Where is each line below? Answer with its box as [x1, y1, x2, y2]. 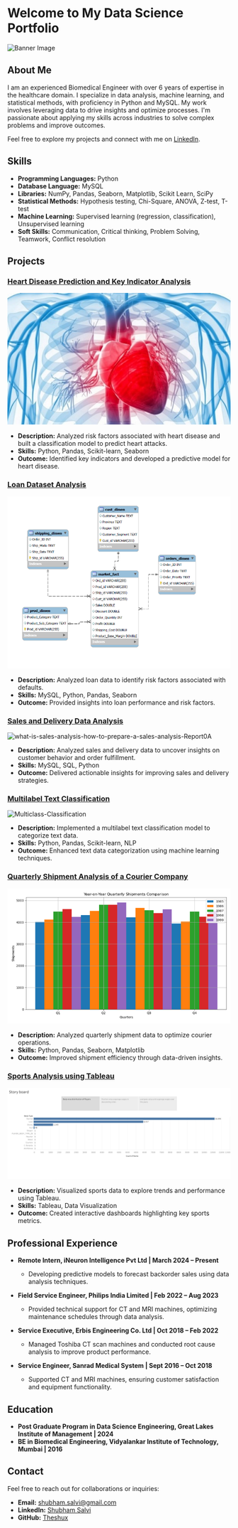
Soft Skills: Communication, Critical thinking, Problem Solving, [17, 227, 200, 235]
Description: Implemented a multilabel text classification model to [17, 823, 210, 833]
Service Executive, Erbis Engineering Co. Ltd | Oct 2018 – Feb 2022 [17, 1326, 219, 1335]
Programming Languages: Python [17, 174, 119, 183]
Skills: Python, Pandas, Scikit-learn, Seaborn [17, 447, 149, 456]
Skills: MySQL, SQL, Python [17, 761, 100, 769]
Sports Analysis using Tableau [7, 1072, 115, 1081]
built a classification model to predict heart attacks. [17, 439, 168, 448]
